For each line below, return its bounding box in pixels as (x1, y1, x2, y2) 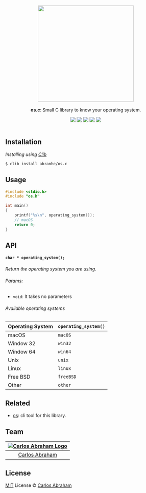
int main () (5, 203, 29, 208)
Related (5, 399, 31, 407)
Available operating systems (5, 305, 65, 311)
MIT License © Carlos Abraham (5, 482, 72, 488)
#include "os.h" (5, 194, 40, 199)
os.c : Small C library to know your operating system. (30, 107, 141, 113)
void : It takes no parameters (12, 293, 72, 300)
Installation (5, 137, 42, 146)
